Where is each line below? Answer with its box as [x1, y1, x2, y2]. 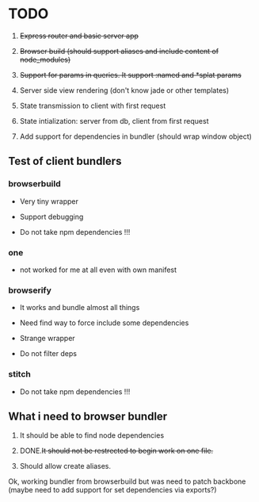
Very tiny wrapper [19, 196, 79, 206]
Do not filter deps [19, 349, 78, 358]
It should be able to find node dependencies [19, 431, 165, 440]
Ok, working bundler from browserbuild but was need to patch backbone [8, 477, 246, 486]
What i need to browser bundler [8, 409, 168, 423]
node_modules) [19, 55, 71, 64]
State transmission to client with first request [19, 101, 166, 110]
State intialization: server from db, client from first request [19, 116, 209, 125]
